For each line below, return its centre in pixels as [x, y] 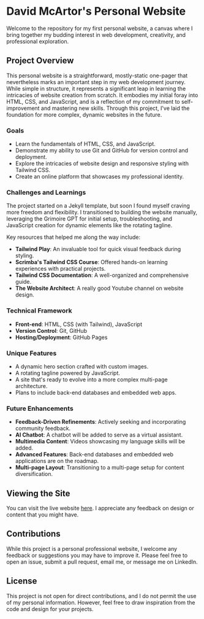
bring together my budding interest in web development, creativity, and [96, 34]
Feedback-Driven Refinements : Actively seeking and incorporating [100, 422]
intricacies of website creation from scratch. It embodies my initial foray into [102, 95]
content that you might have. [43, 515]
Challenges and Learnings [46, 192]
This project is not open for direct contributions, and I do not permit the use [101, 596]
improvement [23, 108]
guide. [23, 282]
